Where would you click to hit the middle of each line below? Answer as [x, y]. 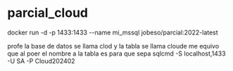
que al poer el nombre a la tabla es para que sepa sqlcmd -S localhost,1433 [117, 53]
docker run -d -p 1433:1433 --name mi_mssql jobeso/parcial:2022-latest [113, 32]
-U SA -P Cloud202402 [41, 60]
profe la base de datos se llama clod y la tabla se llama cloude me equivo [113, 46]
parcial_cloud [48, 13]
